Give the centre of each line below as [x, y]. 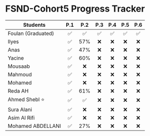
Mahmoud [20, 74]
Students [34, 25]
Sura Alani [20, 109]
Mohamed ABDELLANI [35, 126]
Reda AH [18, 90]
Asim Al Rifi [21, 118]
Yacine [16, 58]
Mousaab [19, 66]
